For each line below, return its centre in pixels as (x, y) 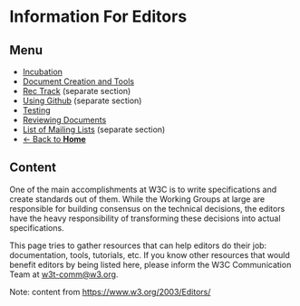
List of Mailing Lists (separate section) (94, 129)
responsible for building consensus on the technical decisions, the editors (147, 208)
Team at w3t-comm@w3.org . (64, 274)
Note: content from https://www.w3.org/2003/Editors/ (110, 292)
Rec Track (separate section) (77, 91)
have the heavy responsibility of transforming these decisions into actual (145, 218)
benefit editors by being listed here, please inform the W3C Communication (150, 264)
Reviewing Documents (64, 120)
